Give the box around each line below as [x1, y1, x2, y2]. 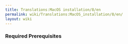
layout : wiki [5, 16, 32, 21]
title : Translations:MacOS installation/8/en [5, 7, 101, 12]
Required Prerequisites [5, 33, 62, 40]
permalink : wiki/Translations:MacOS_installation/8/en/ [5, 12, 123, 17]
